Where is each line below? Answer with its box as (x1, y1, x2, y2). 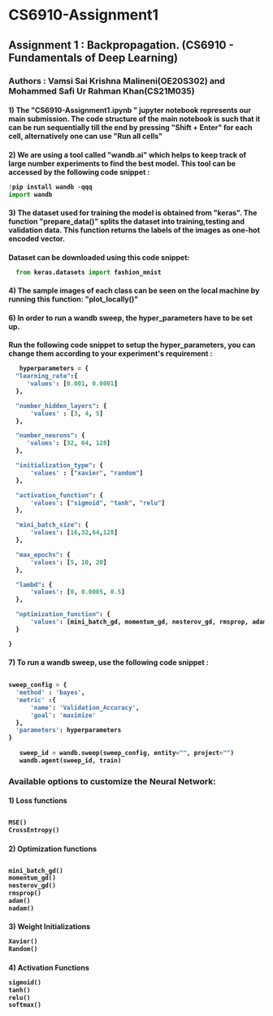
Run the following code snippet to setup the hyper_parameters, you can (8, 340, 256, 350)
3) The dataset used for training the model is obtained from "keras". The (8, 208, 258, 218)
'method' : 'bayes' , (15, 688, 85, 697)
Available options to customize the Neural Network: (8, 775, 217, 787)
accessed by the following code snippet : (8, 167, 150, 176)
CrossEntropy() (8, 827, 60, 835)
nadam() (8, 904, 35, 912)
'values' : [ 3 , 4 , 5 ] (29, 409, 104, 418)
